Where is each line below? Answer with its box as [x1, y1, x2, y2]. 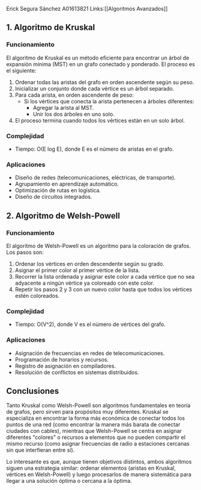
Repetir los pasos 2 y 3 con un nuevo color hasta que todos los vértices [14, 285, 193, 293]
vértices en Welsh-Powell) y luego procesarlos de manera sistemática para [6, 471, 192, 478]
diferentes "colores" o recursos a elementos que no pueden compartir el [6, 434, 186, 441]
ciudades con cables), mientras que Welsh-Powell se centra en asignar [6, 428, 182, 435]
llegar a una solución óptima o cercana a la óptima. [6, 477, 132, 485]
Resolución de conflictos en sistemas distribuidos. [14, 369, 139, 376]
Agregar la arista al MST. [32, 104, 94, 111]
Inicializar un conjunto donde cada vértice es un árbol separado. [14, 85, 175, 92]
